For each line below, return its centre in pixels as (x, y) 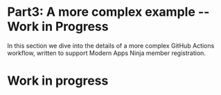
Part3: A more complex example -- (108, 12)
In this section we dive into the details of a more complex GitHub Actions (111, 45)
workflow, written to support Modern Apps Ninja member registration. (107, 53)
